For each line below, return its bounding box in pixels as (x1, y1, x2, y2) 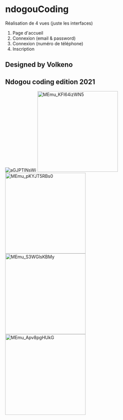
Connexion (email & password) (12, 35, 76, 41)
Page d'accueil (12, 30, 43, 36)
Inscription (12, 46, 35, 52)
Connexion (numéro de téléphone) (12, 40, 83, 46)
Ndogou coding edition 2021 (5, 77, 95, 86)
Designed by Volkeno (5, 60, 73, 69)
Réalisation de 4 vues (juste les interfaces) (5, 20, 93, 26)
